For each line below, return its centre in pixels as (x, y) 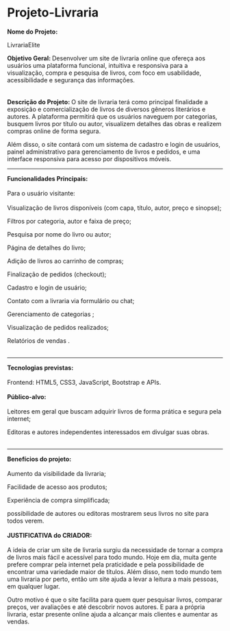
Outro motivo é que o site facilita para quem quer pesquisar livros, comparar (115, 599)
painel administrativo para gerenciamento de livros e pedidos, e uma (104, 152)
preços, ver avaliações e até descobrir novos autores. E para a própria (106, 607)
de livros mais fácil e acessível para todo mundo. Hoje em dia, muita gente (112, 557)
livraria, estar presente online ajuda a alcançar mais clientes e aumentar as (112, 614)
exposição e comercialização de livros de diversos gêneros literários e (106, 109)
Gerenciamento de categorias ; (51, 314)
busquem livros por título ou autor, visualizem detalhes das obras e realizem (114, 123)
